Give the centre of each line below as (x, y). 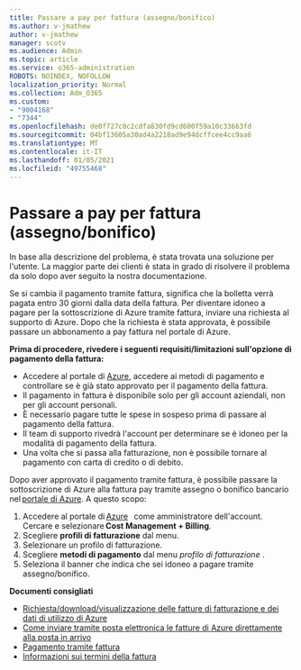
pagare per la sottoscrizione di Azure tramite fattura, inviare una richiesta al (150, 312)
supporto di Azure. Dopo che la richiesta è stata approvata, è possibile (140, 322)
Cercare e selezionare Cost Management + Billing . (117, 526)
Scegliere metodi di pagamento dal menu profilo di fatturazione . (143, 555)
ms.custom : (30, 101)
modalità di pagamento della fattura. (90, 443)
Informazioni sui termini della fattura (89, 656)
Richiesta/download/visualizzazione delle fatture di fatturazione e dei (150, 609)
